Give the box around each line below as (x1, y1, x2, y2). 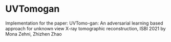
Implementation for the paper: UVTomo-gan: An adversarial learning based (5, 20, 163, 26)
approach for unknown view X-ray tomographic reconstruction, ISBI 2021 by (5, 25, 166, 31)
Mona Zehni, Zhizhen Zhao (5, 31, 62, 37)
